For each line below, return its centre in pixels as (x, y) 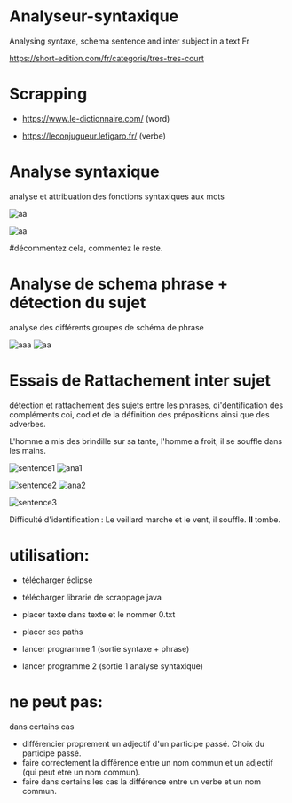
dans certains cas (42, 727)
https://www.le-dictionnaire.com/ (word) (96, 118)
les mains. (28, 450)
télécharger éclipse (57, 580)
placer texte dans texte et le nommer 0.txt (99, 614)
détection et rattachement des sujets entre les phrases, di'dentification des (146, 405)
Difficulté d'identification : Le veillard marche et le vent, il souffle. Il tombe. (145, 519)
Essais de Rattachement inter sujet (140, 380)
